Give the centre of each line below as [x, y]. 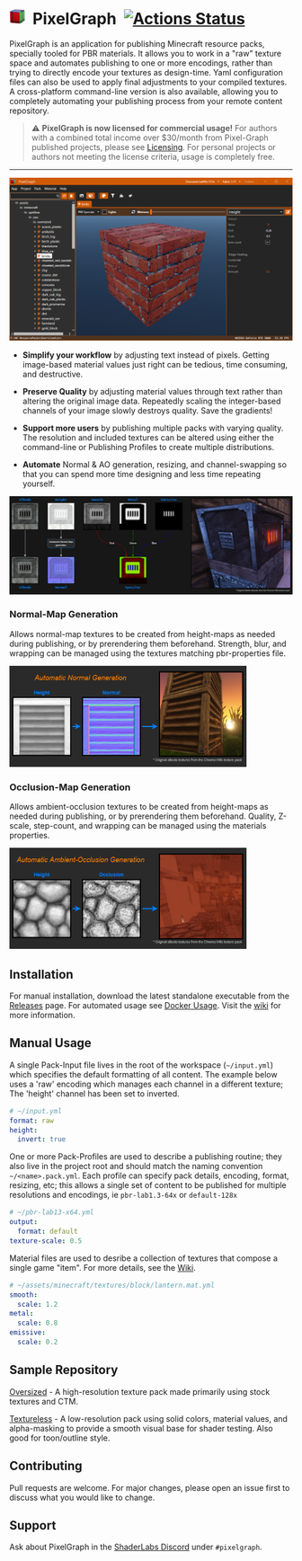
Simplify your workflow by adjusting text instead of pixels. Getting [146, 355]
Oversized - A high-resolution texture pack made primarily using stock [140, 1391]
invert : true [42, 1140]
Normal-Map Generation [64, 615]
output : [24, 1222]
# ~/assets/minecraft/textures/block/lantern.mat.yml [112, 1285]
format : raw [31, 1121]
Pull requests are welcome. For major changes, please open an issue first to [150, 1487]
